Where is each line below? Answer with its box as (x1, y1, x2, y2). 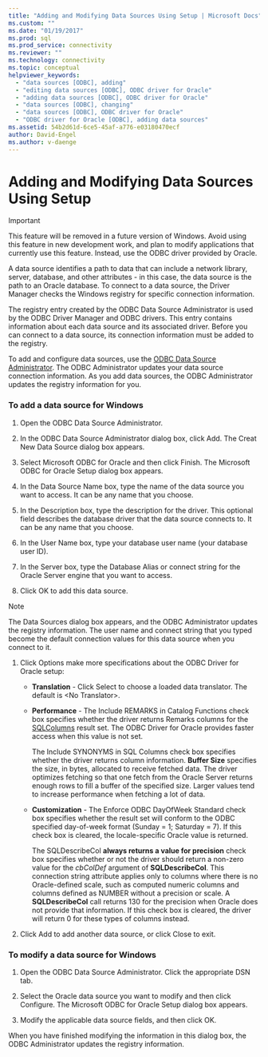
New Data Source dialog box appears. (19, 441, 145, 452)
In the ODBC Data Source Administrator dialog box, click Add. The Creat (19, 433, 257, 443)
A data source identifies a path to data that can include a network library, (8, 264, 248, 273)
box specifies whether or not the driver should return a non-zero (31, 854, 244, 864)
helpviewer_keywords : (8, 71, 81, 79)
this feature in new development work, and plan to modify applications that (8, 240, 254, 249)
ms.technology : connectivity (8, 57, 105, 65)
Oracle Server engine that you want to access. (19, 570, 173, 580)
